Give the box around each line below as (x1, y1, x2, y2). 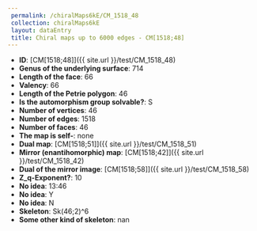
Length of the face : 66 (18, 72, 94, 81)
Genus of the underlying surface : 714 (18, 64, 144, 74)
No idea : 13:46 (18, 181, 67, 191)
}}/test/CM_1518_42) (18, 156, 85, 166)
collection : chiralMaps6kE (10, 19, 100, 27)
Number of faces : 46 (18, 123, 89, 132)
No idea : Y (18, 190, 55, 199)
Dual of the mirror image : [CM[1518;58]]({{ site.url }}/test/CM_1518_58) (18, 165, 250, 174)
